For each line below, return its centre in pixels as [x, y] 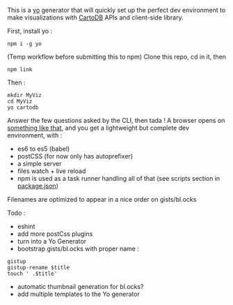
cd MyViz [20, 101]
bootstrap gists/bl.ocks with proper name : [78, 248]
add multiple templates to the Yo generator [79, 294]
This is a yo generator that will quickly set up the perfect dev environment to [116, 10]
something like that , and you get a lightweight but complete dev [98, 128]
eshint [26, 226]
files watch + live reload [51, 171]
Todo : [16, 213]
